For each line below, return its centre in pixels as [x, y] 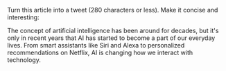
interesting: [23, 17]
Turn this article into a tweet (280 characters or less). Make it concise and [113, 10]
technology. [24, 60]
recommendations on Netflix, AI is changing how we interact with [100, 52]
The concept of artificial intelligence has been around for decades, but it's [113, 31]
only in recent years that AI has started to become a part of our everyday [111, 38]
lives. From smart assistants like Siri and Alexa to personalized [96, 45]
